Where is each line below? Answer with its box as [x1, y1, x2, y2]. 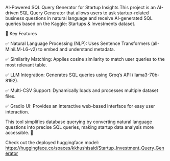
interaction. [5, 109, 30, 114]
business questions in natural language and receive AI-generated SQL [5, 15, 153, 21]
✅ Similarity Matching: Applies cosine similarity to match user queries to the [5, 56, 165, 62]
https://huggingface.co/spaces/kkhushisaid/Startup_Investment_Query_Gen [5, 145, 164, 151]
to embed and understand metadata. [38, 46, 115, 52]
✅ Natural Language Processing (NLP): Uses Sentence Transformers [5, 40, 150, 47]
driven [5, 10, 19, 16]
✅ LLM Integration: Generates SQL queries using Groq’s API [5, 72, 131, 78]
